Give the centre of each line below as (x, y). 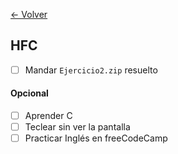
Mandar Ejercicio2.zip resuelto (91, 70)
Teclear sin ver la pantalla (77, 127)
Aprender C (48, 116)
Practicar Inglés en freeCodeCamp (96, 138)
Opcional (29, 93)
